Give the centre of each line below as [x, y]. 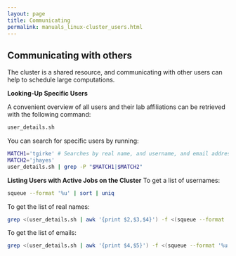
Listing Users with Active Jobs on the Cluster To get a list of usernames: [114, 180]
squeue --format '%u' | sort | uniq [61, 193]
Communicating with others [70, 55]
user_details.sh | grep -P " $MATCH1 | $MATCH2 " [75, 167]
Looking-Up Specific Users [47, 94]
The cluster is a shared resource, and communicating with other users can [115, 72]
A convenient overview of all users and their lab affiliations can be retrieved [117, 107]
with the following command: [49, 115]
